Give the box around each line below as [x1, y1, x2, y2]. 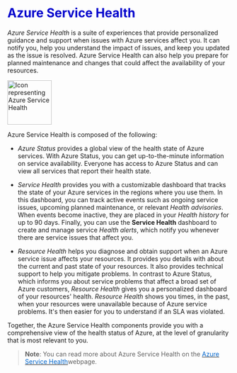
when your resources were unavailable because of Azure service [17, 299, 207, 308]
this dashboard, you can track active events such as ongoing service [17, 195, 219, 204]
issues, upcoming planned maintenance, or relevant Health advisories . [17, 203, 224, 211]
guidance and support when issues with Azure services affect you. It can [7, 35, 221, 44]
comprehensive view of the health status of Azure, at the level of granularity [7, 328, 229, 337]
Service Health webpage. [24, 357, 98, 366]
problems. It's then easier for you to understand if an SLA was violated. [17, 307, 225, 316]
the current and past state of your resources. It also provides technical [17, 262, 224, 270]
